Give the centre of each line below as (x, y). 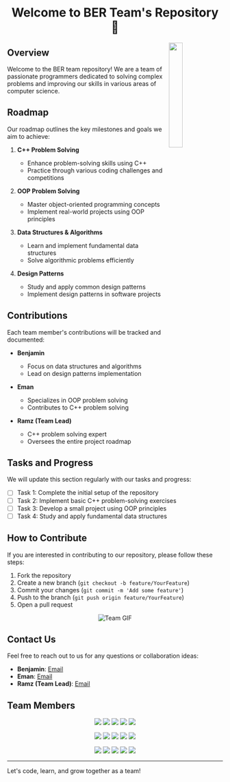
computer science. (34, 91)
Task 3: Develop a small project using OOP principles (92, 508)
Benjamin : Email (40, 669)
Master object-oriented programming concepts (93, 204)
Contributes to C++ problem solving (78, 407)
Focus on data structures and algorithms (84, 366)
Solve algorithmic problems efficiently (81, 260)
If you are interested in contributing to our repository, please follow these (110, 555)
